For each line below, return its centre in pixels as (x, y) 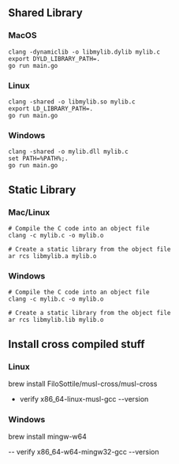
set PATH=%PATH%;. (38, 159)
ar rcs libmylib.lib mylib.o (56, 320)
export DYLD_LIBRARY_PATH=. (54, 58)
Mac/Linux (29, 212)
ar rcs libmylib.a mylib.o (52, 256)
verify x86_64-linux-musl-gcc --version (84, 399)
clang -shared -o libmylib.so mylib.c (72, 102)
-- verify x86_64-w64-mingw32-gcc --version (84, 452)
